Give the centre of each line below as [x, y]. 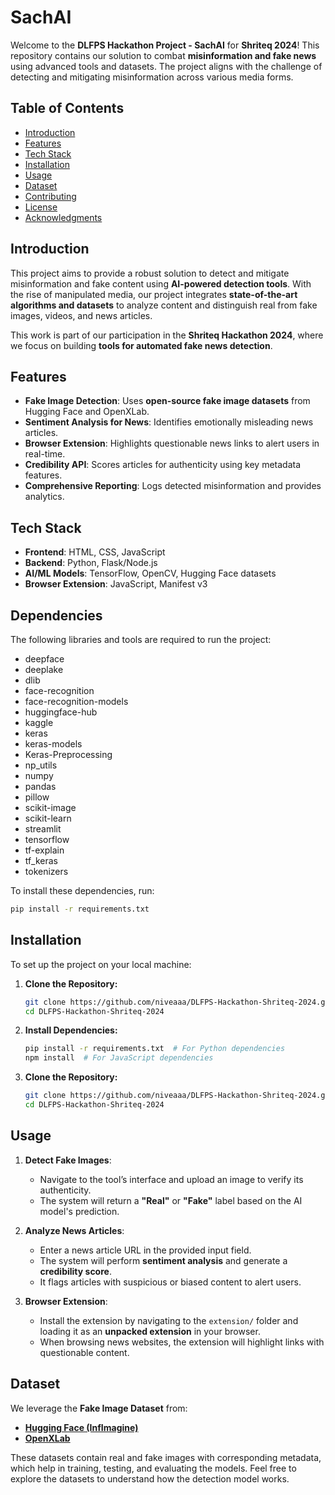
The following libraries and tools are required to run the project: [141, 639]
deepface [44, 659]
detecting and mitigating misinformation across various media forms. [152, 77]
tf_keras [41, 860]
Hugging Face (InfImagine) [81, 1427]
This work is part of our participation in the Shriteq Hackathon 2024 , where [167, 335]
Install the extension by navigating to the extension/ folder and [169, 1320]
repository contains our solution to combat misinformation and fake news [163, 55]
